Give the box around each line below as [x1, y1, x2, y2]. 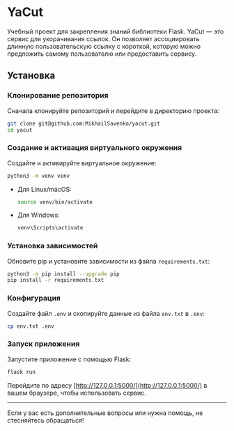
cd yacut [7, 126, 33, 133]
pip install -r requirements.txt [7, 277, 104, 284]
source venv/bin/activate [17, 198, 93, 206]
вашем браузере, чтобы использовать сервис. [7, 388, 146, 397]
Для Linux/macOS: [17, 185, 72, 193]
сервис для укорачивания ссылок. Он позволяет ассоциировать [7, 34, 200, 43]
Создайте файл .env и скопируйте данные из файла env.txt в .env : [7, 309, 205, 317]
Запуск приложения [7, 339, 80, 349]
